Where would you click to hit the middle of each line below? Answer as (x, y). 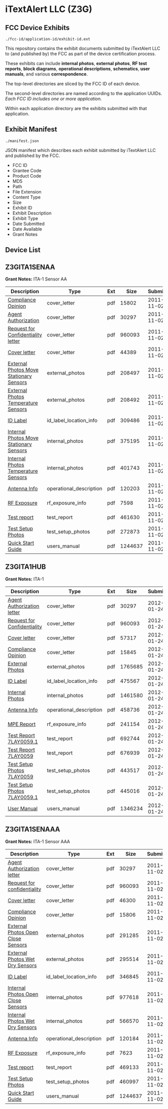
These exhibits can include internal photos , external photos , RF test (76, 63)
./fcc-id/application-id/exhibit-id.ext (48, 39)
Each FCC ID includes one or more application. (53, 99)
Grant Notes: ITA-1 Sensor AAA (38, 841)
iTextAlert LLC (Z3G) (49, 9)
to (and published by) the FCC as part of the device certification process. (80, 54)
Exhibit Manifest (31, 129)
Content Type (26, 197)
